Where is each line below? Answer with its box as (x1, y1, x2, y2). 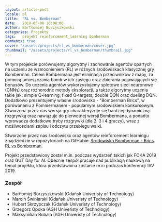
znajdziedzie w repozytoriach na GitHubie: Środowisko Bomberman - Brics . (5, 137, 156, 143)
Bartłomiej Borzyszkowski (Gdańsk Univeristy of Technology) (12, 190, 134, 197)
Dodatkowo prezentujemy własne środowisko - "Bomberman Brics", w (5, 97, 145, 103)
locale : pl (5, 12, 27, 17)
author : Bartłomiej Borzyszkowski (5, 25, 75, 30)
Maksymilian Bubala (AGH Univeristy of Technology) (12, 211, 117, 217)
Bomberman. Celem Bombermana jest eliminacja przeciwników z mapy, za (5, 71, 154, 77)
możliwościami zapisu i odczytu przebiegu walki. (5, 123, 103, 129)
